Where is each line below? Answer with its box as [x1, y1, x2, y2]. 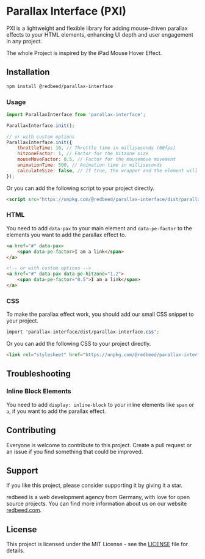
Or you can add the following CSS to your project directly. [6, 340, 151, 348]
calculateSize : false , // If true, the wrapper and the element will [17, 167, 198, 174]
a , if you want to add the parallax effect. [6, 407, 106, 415]
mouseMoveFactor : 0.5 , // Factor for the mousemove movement [17, 156, 176, 163]
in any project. [6, 37, 43, 45]
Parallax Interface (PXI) [6, 4, 126, 18]
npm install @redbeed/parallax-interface [6, 83, 113, 89]
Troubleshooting [6, 368, 71, 379]
